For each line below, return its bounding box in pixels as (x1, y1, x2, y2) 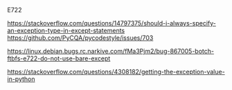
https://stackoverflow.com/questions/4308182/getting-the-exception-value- (7, 68, 225, 76)
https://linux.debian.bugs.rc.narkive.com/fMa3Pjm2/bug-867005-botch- (7, 47, 215, 55)
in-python (7, 75, 35, 83)
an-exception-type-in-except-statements (7, 27, 125, 34)
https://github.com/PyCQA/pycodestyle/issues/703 (7, 34, 154, 42)
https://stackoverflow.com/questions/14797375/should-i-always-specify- (7, 19, 216, 27)
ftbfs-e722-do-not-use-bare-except (7, 54, 111, 63)
